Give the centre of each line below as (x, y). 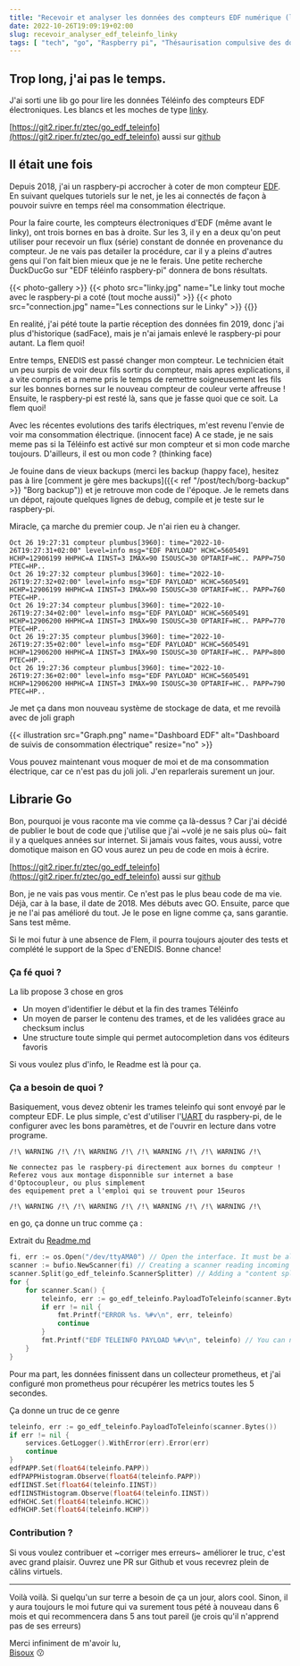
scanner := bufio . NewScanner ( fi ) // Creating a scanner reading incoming (150, 1266)
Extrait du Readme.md (50, 1241)
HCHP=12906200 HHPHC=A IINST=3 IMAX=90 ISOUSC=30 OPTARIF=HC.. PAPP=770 (147, 621)
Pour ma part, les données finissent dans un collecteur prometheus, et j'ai (145, 1373)
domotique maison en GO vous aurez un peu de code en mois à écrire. (139, 849)
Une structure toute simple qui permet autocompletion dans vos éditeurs (156, 1037)
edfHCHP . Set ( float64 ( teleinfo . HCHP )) (79, 1510)
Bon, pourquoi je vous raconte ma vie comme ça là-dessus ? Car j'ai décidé (148, 820)
